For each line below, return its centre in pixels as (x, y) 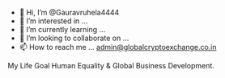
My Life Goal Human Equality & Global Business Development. (111, 66)
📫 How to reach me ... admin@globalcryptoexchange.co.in (118, 47)
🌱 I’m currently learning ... (62, 29)
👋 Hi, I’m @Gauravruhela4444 (69, 12)
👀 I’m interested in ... (53, 21)
